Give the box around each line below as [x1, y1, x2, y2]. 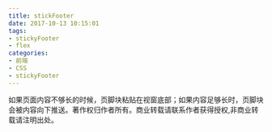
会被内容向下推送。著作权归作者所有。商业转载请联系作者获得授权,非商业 [8, 105, 253, 114]
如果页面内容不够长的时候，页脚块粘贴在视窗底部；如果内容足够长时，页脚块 [8, 94, 264, 105]
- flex [8, 42, 31, 50]
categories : [8, 49, 49, 57]
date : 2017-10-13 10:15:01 [8, 19, 100, 27]
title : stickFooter [8, 11, 74, 20]
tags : [8, 27, 27, 35]
